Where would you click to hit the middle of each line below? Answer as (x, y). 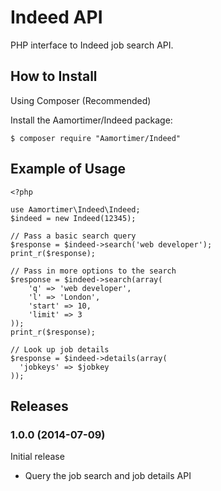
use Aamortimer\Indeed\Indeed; (75, 209)
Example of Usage (68, 169)
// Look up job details (60, 349)
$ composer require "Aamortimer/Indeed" (96, 138)
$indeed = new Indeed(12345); (73, 218)
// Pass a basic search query (73, 236)
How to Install (54, 76)
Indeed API (56, 17)
